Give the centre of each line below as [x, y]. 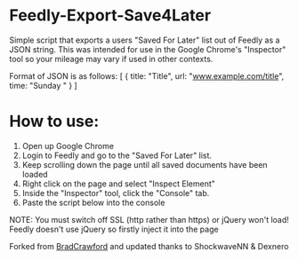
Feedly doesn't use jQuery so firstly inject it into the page [114, 229]
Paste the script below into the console [93, 202]
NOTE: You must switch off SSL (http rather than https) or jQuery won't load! [149, 219]
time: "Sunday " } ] [43, 85]
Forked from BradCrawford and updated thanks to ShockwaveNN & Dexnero [149, 246]
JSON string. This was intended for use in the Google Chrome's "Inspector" [148, 49]
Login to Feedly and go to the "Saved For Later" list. [117, 155]
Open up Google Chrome [68, 146]
